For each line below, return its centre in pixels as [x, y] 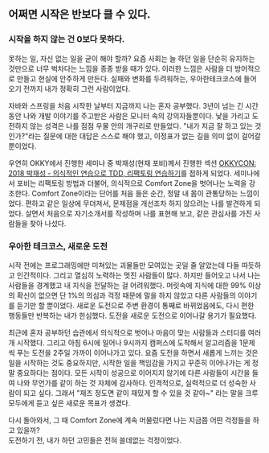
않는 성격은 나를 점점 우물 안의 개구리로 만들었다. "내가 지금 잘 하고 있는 [141, 126]
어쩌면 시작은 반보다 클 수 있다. [79, 14]
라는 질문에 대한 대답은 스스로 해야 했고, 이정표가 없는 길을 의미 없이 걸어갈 [144, 136]
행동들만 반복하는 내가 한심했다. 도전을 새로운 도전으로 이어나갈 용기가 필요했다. [132, 315]
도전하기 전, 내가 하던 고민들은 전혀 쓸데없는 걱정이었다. [95, 440]
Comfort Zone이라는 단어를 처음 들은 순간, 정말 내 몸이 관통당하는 [135, 193]
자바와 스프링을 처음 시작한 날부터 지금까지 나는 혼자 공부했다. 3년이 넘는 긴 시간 [133, 105]
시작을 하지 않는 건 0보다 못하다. [67, 39]
